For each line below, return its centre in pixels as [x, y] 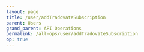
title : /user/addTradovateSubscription [56, 17]
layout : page [22, 12]
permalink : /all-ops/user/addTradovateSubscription [72, 34]
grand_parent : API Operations [44, 28]
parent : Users [24, 23]
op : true [17, 39]
